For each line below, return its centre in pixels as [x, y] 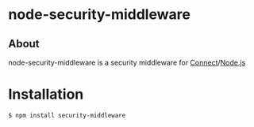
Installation [46, 94]
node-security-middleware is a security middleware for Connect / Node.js [127, 62]
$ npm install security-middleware [67, 115]
